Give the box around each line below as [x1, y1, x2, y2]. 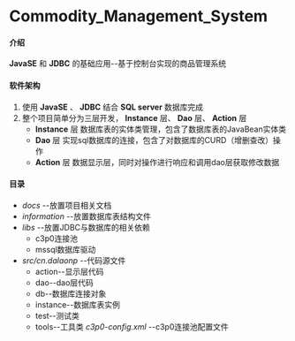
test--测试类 [34, 310, 79, 321]
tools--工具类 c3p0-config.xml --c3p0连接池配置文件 [34, 321, 230, 332]
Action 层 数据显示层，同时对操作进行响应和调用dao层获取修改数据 [34, 156, 280, 167]
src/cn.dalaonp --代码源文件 [21, 254, 126, 266]
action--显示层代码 [34, 266, 104, 277]
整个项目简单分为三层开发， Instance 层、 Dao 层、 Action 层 [21, 112, 247, 123]
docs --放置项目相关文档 [21, 200, 112, 210]
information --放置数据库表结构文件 [21, 210, 152, 222]
